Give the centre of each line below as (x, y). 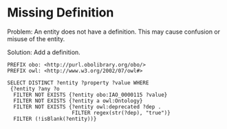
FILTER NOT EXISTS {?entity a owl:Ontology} (78, 101)
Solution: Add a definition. (44, 52)
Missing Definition (61, 13)
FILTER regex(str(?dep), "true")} (121, 113)
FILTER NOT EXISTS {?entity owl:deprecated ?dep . (87, 107)
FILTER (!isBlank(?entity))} (55, 119)
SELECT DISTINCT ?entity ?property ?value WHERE (78, 83)
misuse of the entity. (36, 38)
